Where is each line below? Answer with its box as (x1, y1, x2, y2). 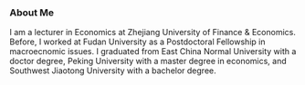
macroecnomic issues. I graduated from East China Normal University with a (9, 46, 297, 57)
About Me (9, 6, 55, 19)
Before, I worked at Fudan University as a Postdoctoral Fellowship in (9, 36, 266, 47)
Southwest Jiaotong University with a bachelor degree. (9, 65, 216, 76)
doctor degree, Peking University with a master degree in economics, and (9, 56, 288, 67)
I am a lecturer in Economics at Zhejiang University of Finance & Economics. (9, 27, 297, 38)
